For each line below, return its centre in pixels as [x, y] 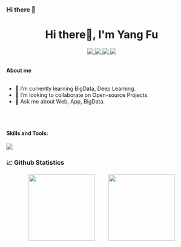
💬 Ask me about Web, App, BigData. [60, 101]
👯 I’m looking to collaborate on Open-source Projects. [82, 95]
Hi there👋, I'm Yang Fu [102, 35]
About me [19, 70]
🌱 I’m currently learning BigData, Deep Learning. [75, 88]
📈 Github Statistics [35, 162]
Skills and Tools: [27, 133]
